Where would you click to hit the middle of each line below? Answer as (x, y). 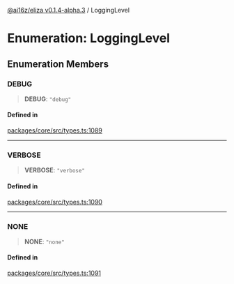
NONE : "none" (44, 241)
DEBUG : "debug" (48, 99)
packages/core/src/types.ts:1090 (55, 202)
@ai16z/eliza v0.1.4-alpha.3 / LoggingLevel (69, 10)
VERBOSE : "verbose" (55, 170)
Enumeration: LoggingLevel (89, 38)
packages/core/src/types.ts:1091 (54, 273)
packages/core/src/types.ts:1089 (55, 130)
